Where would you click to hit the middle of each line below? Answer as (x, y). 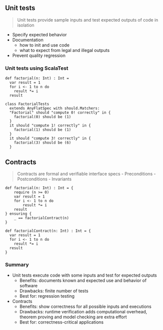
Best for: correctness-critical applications (62, 322)
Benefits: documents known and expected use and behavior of (83, 280)
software (28, 286)
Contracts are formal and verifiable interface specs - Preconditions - (86, 174)
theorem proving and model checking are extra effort (73, 317)
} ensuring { (18, 214)
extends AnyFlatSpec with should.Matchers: (54, 108)
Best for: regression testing (47, 296)
